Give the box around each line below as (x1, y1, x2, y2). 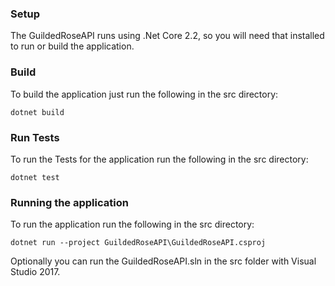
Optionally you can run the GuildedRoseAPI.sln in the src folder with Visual (10, 255, 317, 267)
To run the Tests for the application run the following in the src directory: (10, 153, 309, 165)
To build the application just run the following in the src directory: (10, 88, 279, 100)
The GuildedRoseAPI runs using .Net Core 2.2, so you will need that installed (10, 30, 325, 42)
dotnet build (10, 107, 65, 117)
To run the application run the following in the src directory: (10, 218, 255, 231)
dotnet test (10, 172, 60, 182)
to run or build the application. (10, 40, 135, 52)
